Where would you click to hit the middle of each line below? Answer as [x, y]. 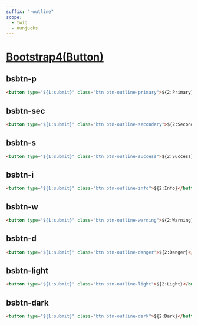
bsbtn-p [22, 79]
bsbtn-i [20, 175]
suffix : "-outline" [30, 12]
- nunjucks [25, 28]
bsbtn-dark [27, 302]
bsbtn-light [27, 270]
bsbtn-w [22, 207]
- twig [19, 22]
